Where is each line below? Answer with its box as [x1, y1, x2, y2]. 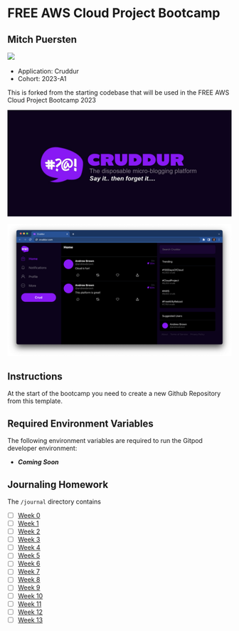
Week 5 [17, 551, 41, 560]
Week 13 [17, 615, 43, 624]
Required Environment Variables [7, 417, 154, 429]
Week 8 [17, 575, 41, 584]
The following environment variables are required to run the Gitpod [7, 437, 203, 445]
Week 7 [17, 568, 41, 576]
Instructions [7, 370, 63, 382]
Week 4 [17, 543, 41, 552]
